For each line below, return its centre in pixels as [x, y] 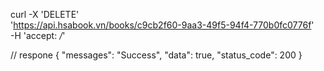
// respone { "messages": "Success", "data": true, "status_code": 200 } [156, 55]
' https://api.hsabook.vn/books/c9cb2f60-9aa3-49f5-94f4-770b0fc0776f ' [162, 25]
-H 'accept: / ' [38, 35]
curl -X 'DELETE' [45, 14]
